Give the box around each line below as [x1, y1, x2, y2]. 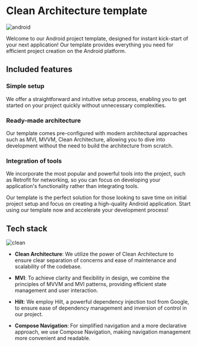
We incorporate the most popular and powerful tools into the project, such [6, 170, 186, 177]
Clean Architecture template [6, 4, 148, 18]
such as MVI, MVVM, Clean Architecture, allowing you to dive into [6, 136, 166, 143]
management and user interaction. [14, 287, 98, 294]
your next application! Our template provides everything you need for [6, 41, 173, 48]
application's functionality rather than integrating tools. [6, 183, 139, 190]
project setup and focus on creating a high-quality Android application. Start [6, 200, 191, 207]
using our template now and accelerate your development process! [6, 207, 169, 214]
